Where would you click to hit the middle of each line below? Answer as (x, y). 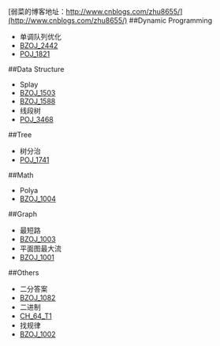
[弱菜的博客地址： (37, 11)
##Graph (23, 214)
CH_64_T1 (36, 316)
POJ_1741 (34, 160)
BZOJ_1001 (37, 257)
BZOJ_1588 (37, 101)
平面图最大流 (40, 248)
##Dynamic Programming (171, 20)
